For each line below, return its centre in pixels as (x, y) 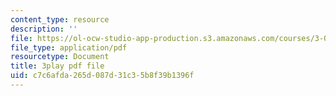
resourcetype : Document (60, 57)
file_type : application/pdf (69, 47)
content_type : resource (60, 19)
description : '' (44, 29)
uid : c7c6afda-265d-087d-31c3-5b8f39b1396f (102, 76)
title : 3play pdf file (57, 66)
